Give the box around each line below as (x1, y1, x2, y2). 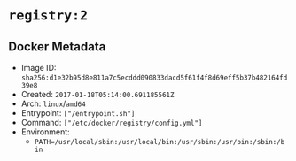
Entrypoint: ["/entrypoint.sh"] (20, 108, 136, 118)
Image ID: (20, 63, 57, 73)
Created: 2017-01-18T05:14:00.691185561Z (20, 89, 175, 99)
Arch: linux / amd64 (20, 98, 86, 109)
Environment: (20, 126, 70, 137)
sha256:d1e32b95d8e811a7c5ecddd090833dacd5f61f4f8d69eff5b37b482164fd (20, 73, 288, 82)
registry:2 (8, 7, 89, 24)
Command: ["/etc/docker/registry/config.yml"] (20, 118, 203, 127)
